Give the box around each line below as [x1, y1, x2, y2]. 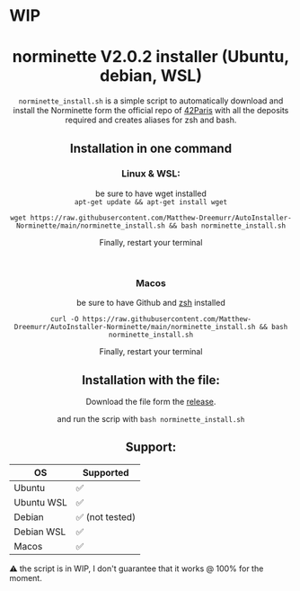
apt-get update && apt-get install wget [74, 197, 228, 207]
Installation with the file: [82, 372, 220, 388]
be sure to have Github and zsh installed [75, 298, 226, 309]
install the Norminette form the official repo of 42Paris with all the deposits [13, 105, 289, 116]
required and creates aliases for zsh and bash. [65, 114, 237, 126]
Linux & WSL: [120, 167, 181, 180]
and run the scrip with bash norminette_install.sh [57, 413, 245, 424]
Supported [82, 466, 129, 479]
